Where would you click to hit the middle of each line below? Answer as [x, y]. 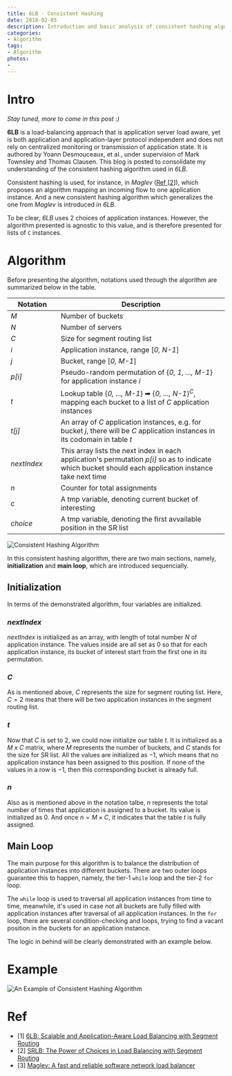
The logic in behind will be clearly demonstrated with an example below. [110, 941]
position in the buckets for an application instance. [79, 928]
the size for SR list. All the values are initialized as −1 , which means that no [113, 755]
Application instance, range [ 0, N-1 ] [120, 349]
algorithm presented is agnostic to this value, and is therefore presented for [115, 225]
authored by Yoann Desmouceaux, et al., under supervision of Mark [104, 154]
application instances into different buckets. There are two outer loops [107, 870]
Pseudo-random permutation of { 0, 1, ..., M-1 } [137, 372]
